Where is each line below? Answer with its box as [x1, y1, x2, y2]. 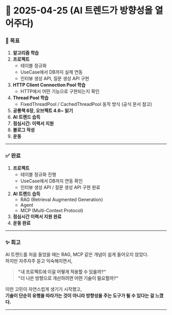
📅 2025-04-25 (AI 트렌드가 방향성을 [5, 5, 153, 16]
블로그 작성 [12, 127, 35, 133]
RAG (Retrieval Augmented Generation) [20, 196, 103, 202]
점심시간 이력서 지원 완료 [12, 213, 62, 219]
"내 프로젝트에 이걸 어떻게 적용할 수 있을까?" [17, 269, 106, 275]
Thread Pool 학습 [12, 95, 49, 101]
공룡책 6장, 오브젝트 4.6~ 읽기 [12, 107, 73, 114]
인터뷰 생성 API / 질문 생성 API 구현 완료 [20, 184, 101, 190]
